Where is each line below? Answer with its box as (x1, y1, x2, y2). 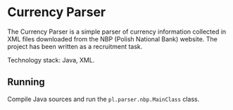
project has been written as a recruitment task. (7, 42, 143, 50)
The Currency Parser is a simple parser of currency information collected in (7, 27, 227, 36)
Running (7, 76, 46, 88)
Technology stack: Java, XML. (7, 55, 95, 64)
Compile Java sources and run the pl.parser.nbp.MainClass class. (7, 95, 200, 103)
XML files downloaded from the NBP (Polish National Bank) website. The (7, 34, 218, 43)
